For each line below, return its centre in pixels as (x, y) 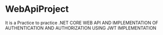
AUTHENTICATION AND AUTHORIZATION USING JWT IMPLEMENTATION (81, 28)
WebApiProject (37, 9)
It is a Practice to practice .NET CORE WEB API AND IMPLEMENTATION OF (82, 23)
